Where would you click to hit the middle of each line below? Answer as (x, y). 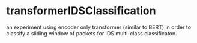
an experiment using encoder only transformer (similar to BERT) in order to (98, 27)
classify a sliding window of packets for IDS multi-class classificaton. (92, 33)
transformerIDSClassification (81, 11)
